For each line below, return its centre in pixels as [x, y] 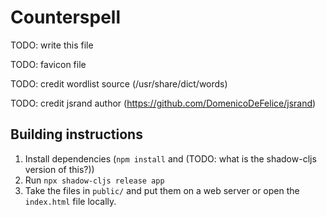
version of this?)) [59, 169]
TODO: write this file [52, 45]
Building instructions [76, 134]
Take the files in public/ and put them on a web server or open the [162, 190]
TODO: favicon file [48, 64]
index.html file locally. [70, 201]
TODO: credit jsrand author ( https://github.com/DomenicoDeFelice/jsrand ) [163, 103]
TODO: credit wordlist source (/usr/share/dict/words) [119, 83]
